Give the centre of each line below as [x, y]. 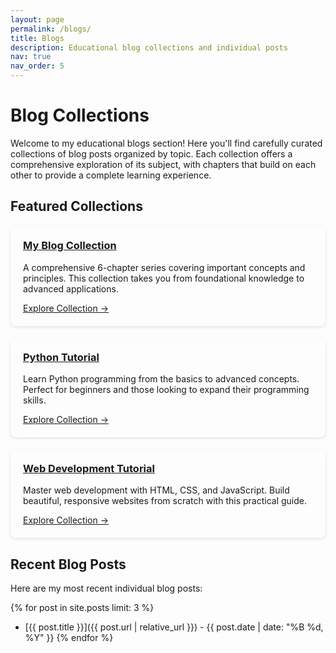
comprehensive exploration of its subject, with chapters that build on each [163, 164]
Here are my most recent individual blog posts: [106, 588]
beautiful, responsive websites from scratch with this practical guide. [165, 501]
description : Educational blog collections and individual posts [149, 47]
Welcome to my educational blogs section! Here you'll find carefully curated [166, 143]
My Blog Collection [70, 246]
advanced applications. [71, 288]
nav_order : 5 [37, 66]
